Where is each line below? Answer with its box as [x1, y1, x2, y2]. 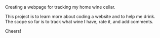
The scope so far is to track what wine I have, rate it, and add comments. [5, 19, 154, 24]
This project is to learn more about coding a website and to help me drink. [5, 14, 156, 19]
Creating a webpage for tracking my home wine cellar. [5, 4, 116, 10]
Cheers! [5, 28, 21, 34]
